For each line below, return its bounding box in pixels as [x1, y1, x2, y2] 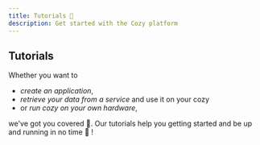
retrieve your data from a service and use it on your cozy [19, 94, 210, 105]
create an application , [19, 86, 94, 96]
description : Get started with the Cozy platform [8, 19, 179, 27]
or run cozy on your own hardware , [19, 103, 138, 113]
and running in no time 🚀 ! [8, 127, 94, 137]
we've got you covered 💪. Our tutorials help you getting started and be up [8, 118, 253, 129]
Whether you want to [8, 70, 78, 81]
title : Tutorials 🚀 [8, 11, 74, 20]
